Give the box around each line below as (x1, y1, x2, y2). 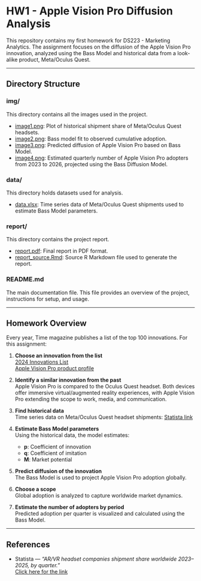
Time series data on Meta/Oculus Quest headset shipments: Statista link (14, 414, 193, 421)
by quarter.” (31, 562, 60, 569)
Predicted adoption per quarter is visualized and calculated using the (14, 510, 185, 517)
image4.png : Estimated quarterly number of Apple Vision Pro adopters (14, 154, 188, 161)
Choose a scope (14, 486, 56, 493)
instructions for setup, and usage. (6, 295, 90, 303)
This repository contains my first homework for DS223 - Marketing (6, 37, 170, 44)
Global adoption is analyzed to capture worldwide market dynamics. (14, 492, 183, 499)
